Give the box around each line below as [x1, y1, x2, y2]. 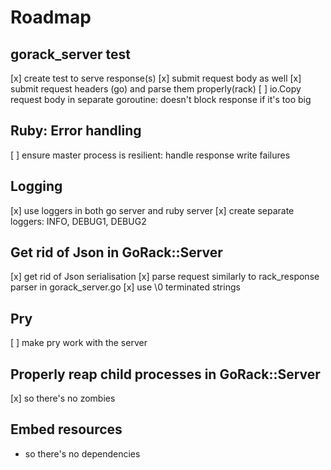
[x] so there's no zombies [10, 392, 116, 405]
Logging [10, 178, 63, 195]
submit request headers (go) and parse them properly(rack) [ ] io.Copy [10, 83, 302, 95]
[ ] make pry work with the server [10, 337, 148, 349]
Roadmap [10, 6, 92, 29]
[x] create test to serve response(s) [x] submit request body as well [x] [10, 72, 302, 84]
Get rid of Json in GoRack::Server [10, 244, 223, 261]
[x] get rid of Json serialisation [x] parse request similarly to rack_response [10, 271, 320, 283]
